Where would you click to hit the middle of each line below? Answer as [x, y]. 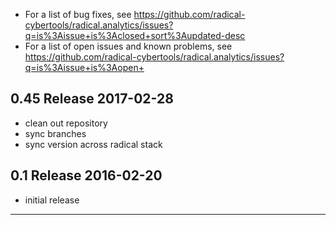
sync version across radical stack [93, 144]
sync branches [55, 133]
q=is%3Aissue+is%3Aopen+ [84, 67]
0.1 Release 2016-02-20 [86, 175]
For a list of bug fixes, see [78, 14]
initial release [52, 200]
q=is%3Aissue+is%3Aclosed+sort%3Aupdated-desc [135, 35]
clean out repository [66, 123]
